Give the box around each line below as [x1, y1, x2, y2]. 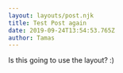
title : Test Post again [8, 19, 87, 27]
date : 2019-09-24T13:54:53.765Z [8, 26, 115, 34]
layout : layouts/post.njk [8, 11, 94, 20]
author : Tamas [8, 33, 56, 42]
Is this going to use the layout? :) [8, 56, 115, 65]
